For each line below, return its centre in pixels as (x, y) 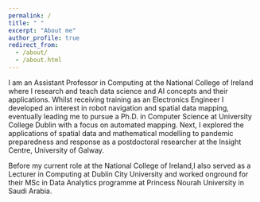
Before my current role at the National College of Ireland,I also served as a (130, 165)
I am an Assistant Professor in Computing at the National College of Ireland (131, 82)
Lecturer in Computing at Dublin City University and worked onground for (128, 174)
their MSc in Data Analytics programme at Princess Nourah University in (126, 182)
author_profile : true (44, 38)
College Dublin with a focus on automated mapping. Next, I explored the (126, 125)
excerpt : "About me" (43, 30)
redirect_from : (33, 45)
